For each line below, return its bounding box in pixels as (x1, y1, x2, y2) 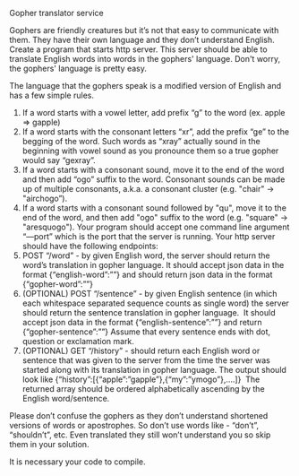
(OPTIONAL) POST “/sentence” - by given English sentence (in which (21, 289, 278, 299)
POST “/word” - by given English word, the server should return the (21, 250, 270, 261)
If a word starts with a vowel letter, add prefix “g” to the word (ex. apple (21, 108, 286, 117)
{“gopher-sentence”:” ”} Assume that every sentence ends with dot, (21, 326, 271, 337)
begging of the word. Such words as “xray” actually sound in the (21, 136, 261, 146)
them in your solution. (9, 439, 90, 449)
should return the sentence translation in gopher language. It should (21, 307, 276, 317)
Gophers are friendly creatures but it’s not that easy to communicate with (9, 25, 279, 35)
